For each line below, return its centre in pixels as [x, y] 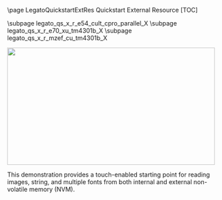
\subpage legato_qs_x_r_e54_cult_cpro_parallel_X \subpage [92, 23]
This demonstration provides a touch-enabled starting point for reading [109, 174]
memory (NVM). [52, 189]
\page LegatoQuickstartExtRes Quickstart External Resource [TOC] [103, 10]
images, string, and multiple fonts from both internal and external [100, 182]
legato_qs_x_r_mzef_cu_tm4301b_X [57, 38]
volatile [17, 189]
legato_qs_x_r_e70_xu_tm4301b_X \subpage [70, 31]
